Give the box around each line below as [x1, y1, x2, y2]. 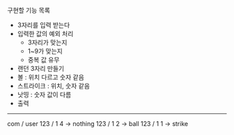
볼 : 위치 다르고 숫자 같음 [17, 73, 85, 81]
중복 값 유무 [27, 56, 60, 64]
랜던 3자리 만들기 [17, 65, 65, 72]
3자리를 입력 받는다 [17, 21, 70, 29]
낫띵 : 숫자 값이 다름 [17, 90, 72, 99]
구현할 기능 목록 [7, 6, 51, 14]
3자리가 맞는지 [27, 38, 68, 47]
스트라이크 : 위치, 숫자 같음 [17, 82, 91, 90]
